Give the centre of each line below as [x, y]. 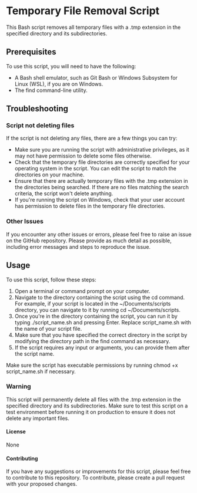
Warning [19, 386]
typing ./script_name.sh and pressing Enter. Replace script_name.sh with [103, 322]
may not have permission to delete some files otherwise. [83, 156]
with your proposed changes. [42, 484]
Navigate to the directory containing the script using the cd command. [100, 297]
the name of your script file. [48, 328]
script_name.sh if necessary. [41, 371]
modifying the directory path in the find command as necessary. [92, 341]
